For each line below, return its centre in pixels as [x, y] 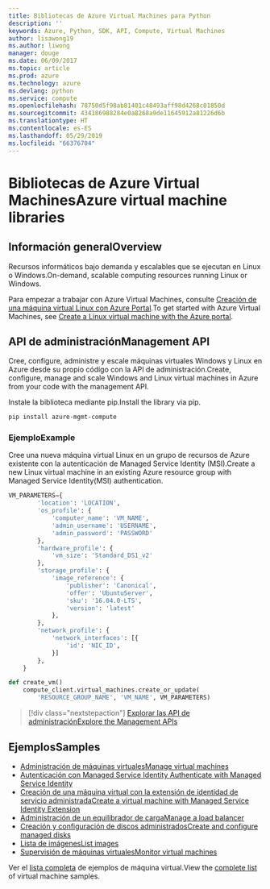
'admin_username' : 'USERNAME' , [104, 526]
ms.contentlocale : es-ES [50, 128]
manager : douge [34, 53]
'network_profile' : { [74, 631]
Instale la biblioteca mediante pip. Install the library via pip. [105, 402]
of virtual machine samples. [54, 876]
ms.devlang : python [41, 91]
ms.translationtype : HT [48, 121]
